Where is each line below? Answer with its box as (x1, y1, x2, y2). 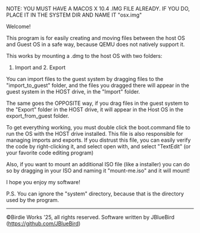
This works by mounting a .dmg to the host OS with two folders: (6, 52, 162, 59)
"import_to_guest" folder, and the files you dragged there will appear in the (6, 82, 189, 89)
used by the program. (6, 197, 60, 203)
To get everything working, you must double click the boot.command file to (6, 124, 190, 131)
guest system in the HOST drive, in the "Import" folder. (6, 88, 140, 95)
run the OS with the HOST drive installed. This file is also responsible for (6, 131, 183, 137)
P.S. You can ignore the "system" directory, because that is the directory (6, 190, 185, 197)
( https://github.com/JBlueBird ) (6, 220, 81, 227)
